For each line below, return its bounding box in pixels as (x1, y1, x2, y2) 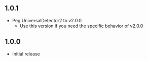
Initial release (12, 50, 40, 57)
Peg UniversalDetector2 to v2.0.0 (12, 17, 82, 23)
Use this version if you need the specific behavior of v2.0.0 (19, 23, 143, 29)
